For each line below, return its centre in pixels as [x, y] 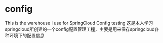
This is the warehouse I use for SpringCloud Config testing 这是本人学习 [79, 23]
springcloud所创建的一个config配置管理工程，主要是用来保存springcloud [80, 29]
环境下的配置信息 [27, 35]
